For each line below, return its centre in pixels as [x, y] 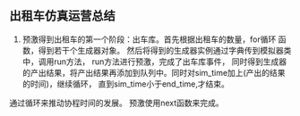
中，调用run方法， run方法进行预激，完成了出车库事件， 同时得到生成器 [154, 62]
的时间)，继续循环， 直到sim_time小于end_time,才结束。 [126, 84]
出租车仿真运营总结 [62, 16]
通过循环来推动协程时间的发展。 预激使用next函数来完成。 [116, 103]
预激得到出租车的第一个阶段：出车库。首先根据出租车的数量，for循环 [149, 39]
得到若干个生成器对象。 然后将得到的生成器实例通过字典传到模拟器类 [165, 50]
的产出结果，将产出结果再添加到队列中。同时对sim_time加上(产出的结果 [154, 72]
